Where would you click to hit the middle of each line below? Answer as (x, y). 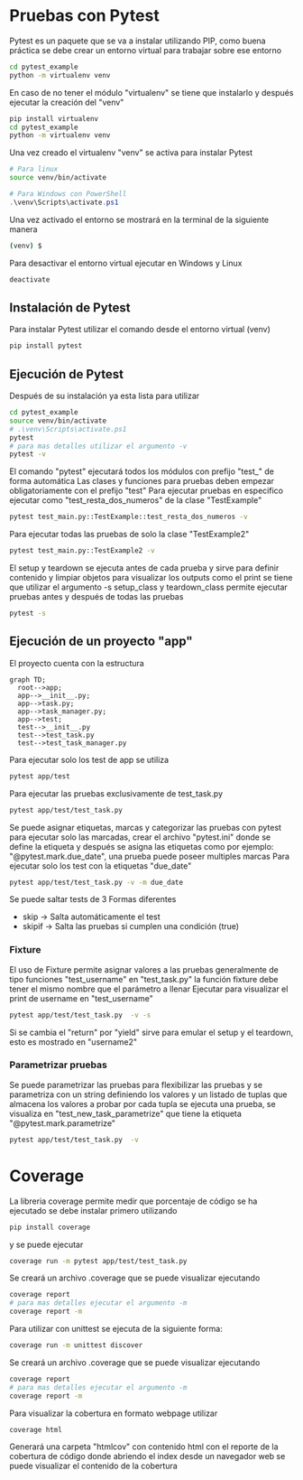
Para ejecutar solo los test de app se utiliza (89, 759)
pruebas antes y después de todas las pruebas (96, 597)
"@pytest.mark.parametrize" (62, 1123)
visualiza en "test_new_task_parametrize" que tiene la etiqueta (125, 1113)
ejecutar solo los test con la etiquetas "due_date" (101, 866)
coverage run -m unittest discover (76, 1345)
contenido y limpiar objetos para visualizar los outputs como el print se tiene (151, 578)
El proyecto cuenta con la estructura (77, 663)
